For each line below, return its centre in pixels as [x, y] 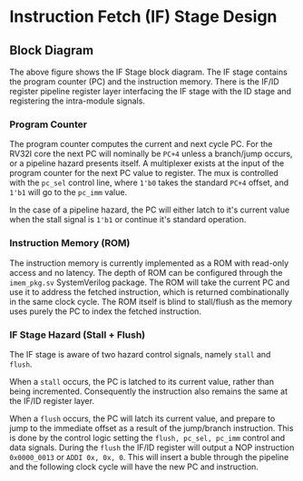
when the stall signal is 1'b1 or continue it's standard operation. [128, 220]
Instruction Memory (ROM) [70, 243]
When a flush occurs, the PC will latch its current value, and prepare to [142, 418]
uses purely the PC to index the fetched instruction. [106, 311]
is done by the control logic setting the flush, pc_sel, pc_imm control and [147, 437]
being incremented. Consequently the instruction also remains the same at [149, 391]
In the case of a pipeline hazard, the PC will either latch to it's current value [150, 210]
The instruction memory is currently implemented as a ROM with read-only [149, 263]
